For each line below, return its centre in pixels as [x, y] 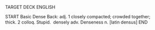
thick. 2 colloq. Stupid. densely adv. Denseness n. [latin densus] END [77, 22]
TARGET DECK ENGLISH [30, 7]
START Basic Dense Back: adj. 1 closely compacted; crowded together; [78, 16]
